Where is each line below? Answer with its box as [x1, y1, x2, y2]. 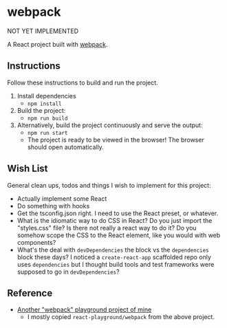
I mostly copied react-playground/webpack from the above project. [27, 313, 215, 321]
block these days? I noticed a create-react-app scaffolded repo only [17, 252, 212, 261]
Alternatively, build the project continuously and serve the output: [17, 121, 203, 129]
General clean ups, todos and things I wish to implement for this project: [7, 181, 211, 189]
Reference [7, 287, 53, 299]
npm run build [27, 115, 68, 122]
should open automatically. [27, 142, 105, 151]
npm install [27, 100, 62, 107]
